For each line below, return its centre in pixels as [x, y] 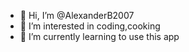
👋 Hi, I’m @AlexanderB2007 [77, 15]
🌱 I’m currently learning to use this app [99, 36]
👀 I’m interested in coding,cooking [90, 26]
